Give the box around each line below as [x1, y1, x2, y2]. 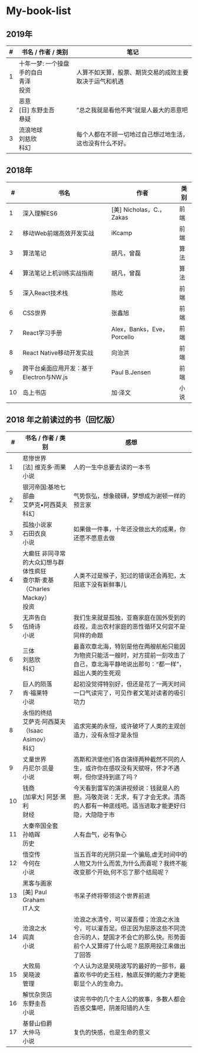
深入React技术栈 [22, 289, 68, 297]
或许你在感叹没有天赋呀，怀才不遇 [85, 764, 180, 772]
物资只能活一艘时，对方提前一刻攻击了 [79, 651, 186, 659]
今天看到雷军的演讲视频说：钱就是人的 [73, 784, 180, 792]
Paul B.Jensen [111, 368, 151, 376]
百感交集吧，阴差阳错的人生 [73, 1003, 150, 1012]
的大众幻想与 [22, 558, 58, 566]
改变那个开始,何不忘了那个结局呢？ [73, 868, 170, 876]
